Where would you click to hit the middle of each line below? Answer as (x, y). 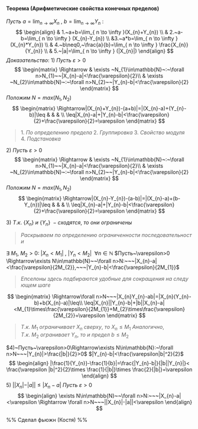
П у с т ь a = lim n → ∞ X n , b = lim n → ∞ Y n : (55, 22)
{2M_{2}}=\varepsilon (79, 316)
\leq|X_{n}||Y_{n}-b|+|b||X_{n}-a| (124, 303)
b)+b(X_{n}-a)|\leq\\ (58, 303)
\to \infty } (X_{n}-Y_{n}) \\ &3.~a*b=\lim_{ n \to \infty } (112, 38)
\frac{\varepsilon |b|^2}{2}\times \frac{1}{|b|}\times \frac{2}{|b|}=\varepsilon (99, 369)
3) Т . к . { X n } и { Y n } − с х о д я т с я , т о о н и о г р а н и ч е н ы (69, 223)
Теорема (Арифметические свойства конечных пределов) (83, 8)
